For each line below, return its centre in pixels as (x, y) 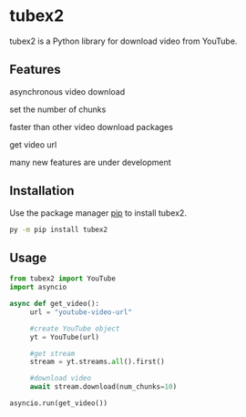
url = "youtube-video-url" (81, 312)
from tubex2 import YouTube (63, 279)
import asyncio (38, 288)
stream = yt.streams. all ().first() (97, 362)
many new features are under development (90, 162)
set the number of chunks (58, 109)
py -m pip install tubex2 (58, 229)
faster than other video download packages (91, 127)
